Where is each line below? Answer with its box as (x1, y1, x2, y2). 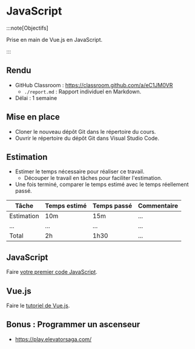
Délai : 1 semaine (15, 94, 58, 101)
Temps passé (93, 202, 132, 210)
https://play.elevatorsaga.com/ (15, 335, 92, 343)
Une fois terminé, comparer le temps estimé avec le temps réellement (15, 181, 189, 188)
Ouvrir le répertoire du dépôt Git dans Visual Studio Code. (15, 135, 159, 142)
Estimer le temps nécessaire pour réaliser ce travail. (15, 168, 145, 175)
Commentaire (137, 202, 179, 210)
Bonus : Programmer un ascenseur (6, 319, 140, 330)
